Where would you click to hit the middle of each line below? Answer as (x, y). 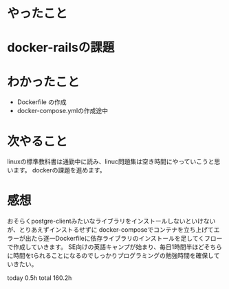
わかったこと (44, 82)
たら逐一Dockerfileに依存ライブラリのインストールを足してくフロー (127, 239)
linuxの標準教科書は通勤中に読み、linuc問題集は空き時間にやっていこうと (111, 161)
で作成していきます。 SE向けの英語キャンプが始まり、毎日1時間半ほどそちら (115, 247)
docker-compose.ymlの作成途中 (63, 111)
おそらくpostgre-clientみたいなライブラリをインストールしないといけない (111, 221)
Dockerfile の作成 (42, 102)
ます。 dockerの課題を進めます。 (59, 170)
